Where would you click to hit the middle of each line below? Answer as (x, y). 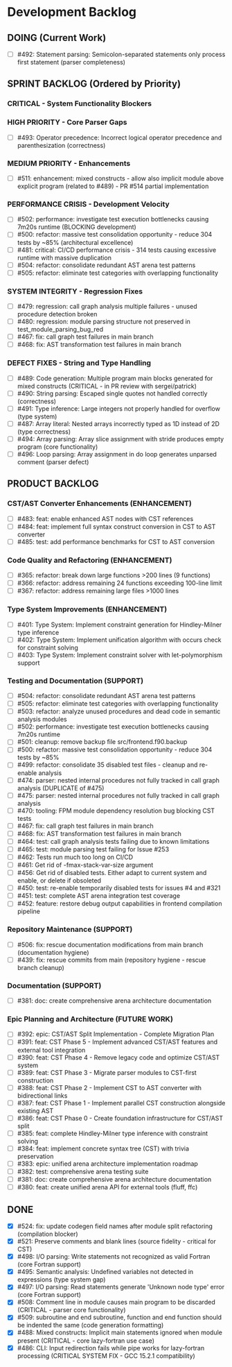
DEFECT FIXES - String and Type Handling (79, 363)
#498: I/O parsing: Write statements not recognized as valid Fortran (114, 1257)
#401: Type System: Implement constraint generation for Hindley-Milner (119, 625)
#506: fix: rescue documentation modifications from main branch (110, 944)
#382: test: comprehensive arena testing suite (83, 1172)
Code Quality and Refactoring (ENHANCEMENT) (90, 560)
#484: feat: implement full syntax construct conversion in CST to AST (116, 526)
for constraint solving (47, 647)
